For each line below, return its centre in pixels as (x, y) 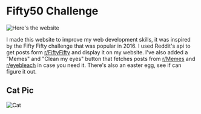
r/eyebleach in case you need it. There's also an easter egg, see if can (94, 65)
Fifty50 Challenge (52, 11)
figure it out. (21, 71)
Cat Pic (20, 91)
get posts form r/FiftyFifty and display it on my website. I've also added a (97, 52)
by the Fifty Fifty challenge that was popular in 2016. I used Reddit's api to (98, 46)
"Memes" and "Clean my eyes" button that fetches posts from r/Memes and (101, 59)
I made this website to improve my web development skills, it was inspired (98, 39)
